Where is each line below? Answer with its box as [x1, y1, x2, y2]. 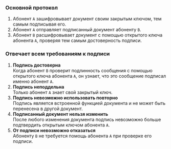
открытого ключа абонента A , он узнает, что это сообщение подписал [12, 73, 166, 79]
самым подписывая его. [12, 21, 67, 27]
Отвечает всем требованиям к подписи [5, 50, 110, 57]
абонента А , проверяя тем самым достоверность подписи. [12, 37, 142, 44]
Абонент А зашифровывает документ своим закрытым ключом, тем [12, 16, 162, 22]
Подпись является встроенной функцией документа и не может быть [12, 100, 165, 106]
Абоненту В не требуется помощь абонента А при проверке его [12, 133, 152, 139]
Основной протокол [5, 4, 58, 11]
